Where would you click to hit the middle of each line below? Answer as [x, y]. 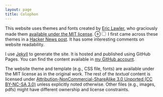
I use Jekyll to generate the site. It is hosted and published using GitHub [78, 54]
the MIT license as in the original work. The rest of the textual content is [78, 73]
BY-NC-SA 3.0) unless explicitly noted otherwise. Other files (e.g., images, [80, 84]
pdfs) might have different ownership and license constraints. [67, 89]
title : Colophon [22, 14]
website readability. [25, 44]
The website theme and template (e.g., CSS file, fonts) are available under [80, 69]
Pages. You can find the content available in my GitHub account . [70, 59]
